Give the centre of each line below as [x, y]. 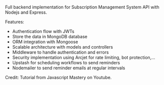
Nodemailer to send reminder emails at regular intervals [69, 68]
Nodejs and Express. [26, 12]
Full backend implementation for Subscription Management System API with [82, 7]
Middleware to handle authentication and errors [61, 52]
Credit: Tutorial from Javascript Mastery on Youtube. [58, 77]
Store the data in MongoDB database [50, 37]
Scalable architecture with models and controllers [63, 47]
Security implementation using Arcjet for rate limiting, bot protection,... [83, 57]
